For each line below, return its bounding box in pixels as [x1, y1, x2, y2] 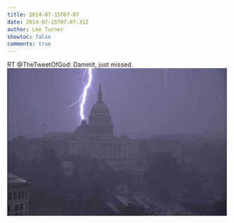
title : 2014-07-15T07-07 [7, 11, 79, 18]
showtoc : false [7, 33, 52, 40]
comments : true [7, 40, 52, 48]
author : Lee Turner [7, 26, 64, 33]
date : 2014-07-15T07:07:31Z [7, 18, 89, 26]
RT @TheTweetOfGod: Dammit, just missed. [7, 60, 134, 69]
